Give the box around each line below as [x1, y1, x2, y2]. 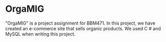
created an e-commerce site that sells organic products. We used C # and [5, 25, 161, 31]
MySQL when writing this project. [5, 31, 76, 37]
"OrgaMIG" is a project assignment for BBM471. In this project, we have [5, 20, 156, 26]
